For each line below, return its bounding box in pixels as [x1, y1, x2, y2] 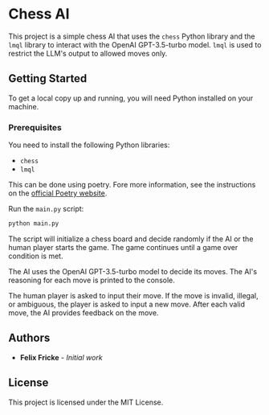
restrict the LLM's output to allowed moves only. [8, 48, 168, 58]
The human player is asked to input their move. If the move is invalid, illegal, [8, 290, 259, 300]
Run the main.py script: [8, 204, 84, 214]
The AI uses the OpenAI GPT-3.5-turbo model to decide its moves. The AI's [8, 266, 258, 276]
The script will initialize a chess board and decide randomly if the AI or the [8, 234, 254, 244]
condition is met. [8, 251, 63, 261]
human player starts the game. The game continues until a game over [8, 242, 238, 252]
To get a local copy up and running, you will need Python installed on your [8, 93, 254, 103]
